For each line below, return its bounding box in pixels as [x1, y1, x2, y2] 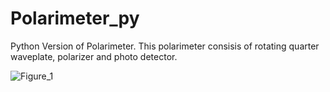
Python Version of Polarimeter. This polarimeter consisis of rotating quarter [10, 40, 320, 52]
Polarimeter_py [10, 7, 140, 30]
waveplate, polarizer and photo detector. [10, 50, 178, 62]
